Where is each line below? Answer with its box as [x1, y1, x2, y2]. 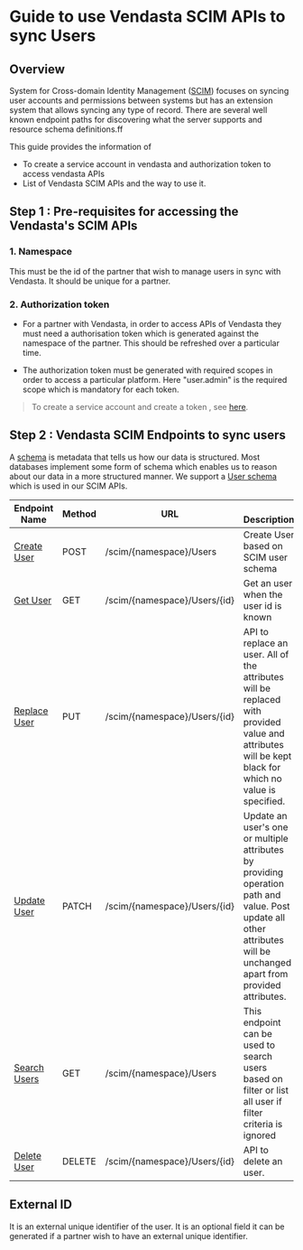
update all [243, 910, 286, 923]
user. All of [243, 648, 289, 660]
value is [243, 783, 277, 796]
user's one [243, 820, 289, 833]
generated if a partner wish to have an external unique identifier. [9, 1230, 248, 1241]
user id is [243, 599, 282, 611]
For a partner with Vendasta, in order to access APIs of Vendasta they [22, 318, 282, 329]
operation [243, 877, 284, 890]
